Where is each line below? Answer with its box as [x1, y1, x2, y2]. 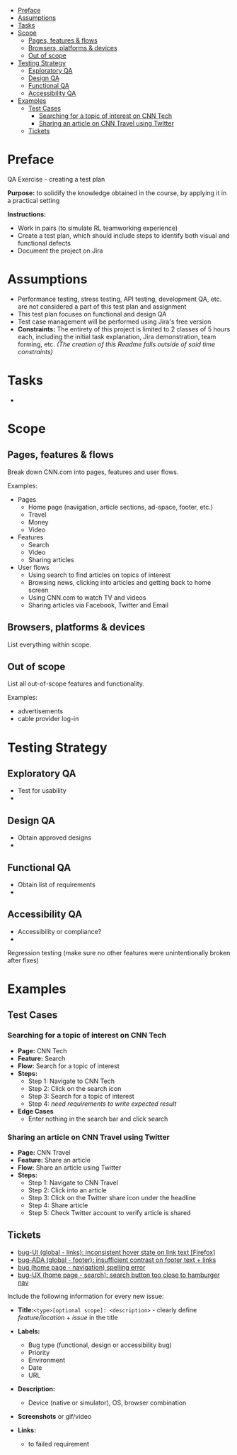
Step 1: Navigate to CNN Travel [28, 1178, 119, 1187]
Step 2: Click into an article [28, 1186, 108, 1195]
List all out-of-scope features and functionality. [7, 679, 145, 688]
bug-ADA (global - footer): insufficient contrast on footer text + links [17, 1256, 216, 1264]
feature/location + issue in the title [17, 1313, 118, 1322]
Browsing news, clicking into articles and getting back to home [28, 578, 212, 586]
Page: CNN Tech [17, 1046, 67, 1055]
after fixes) [7, 956, 39, 965]
